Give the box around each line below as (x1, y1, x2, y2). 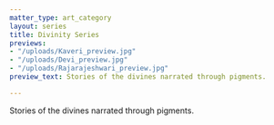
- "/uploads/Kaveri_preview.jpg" (9, 47, 137, 56)
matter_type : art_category (9, 13, 112, 23)
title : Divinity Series (9, 30, 100, 39)
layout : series (9, 22, 67, 31)
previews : (9, 38, 47, 48)
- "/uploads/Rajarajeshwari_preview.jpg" (9, 64, 169, 73)
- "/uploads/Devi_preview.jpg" (9, 55, 128, 64)
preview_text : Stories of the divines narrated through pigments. (9, 72, 267, 82)
